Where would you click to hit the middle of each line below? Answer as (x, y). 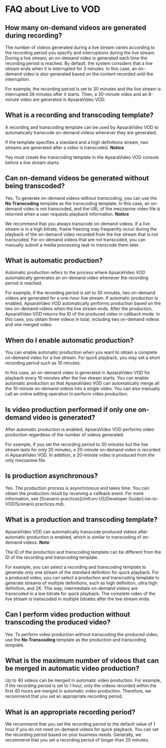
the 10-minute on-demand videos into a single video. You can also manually (83, 388)
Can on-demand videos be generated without (77, 178)
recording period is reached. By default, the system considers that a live (79, 63)
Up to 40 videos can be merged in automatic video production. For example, (83, 681)
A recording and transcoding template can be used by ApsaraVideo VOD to (82, 127)
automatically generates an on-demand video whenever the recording (77, 278)
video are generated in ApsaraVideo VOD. (63, 99)
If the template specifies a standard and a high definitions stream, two (77, 142)
